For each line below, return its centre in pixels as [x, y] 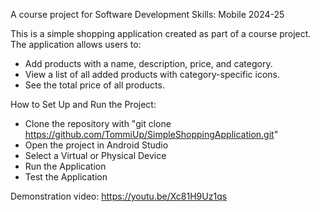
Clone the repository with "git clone [98, 123]
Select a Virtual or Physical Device [95, 155]
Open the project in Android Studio [96, 145]
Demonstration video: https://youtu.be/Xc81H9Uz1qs [119, 196]
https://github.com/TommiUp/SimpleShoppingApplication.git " [151, 134]
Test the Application [66, 177]
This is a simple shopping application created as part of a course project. [161, 33]
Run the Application [65, 166]
